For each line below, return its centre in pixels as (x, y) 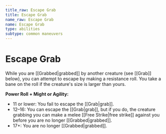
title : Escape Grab (26, 15)
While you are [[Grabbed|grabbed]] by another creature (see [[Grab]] (78, 73)
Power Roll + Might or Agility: (37, 94)
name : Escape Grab (25, 24)
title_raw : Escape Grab (31, 10)
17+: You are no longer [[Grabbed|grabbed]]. (60, 125)
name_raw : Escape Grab (29, 19)
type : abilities (23, 29)
